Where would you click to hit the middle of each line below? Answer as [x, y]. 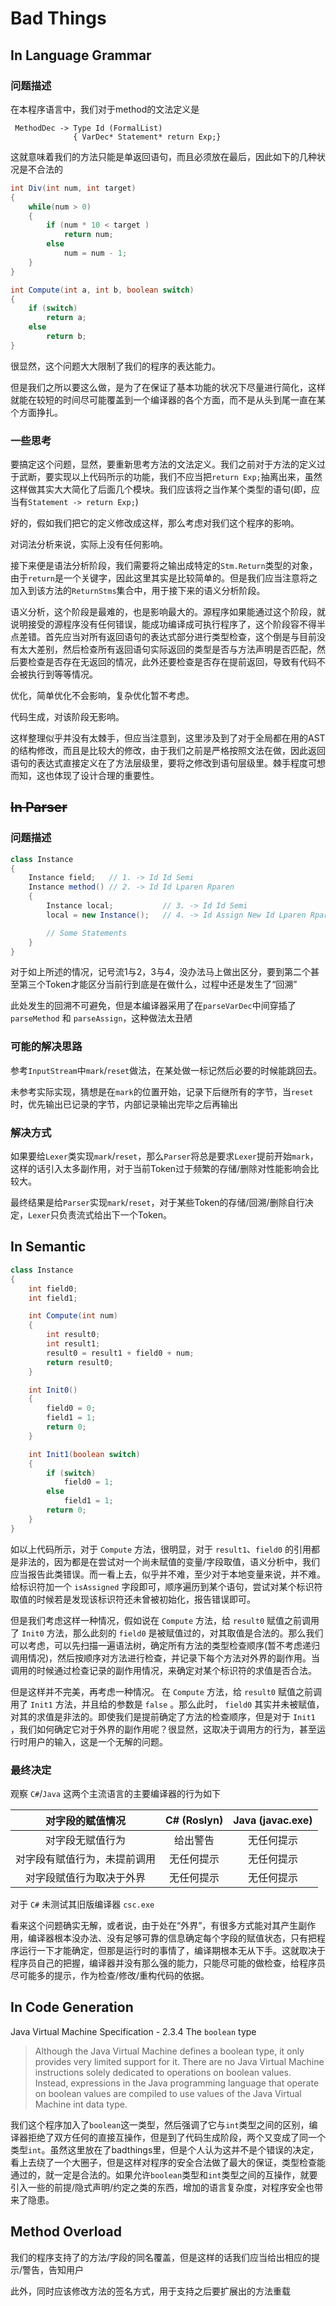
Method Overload [66, 2232]
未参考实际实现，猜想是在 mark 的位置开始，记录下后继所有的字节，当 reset [162, 1091]
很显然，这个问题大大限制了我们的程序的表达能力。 [115, 366]
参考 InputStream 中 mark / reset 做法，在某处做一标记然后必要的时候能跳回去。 [166, 1070]
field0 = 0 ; [71, 1408]
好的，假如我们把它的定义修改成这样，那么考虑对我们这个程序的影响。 [155, 523]
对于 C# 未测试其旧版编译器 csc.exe [82, 1904]
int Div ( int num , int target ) [73, 188]
